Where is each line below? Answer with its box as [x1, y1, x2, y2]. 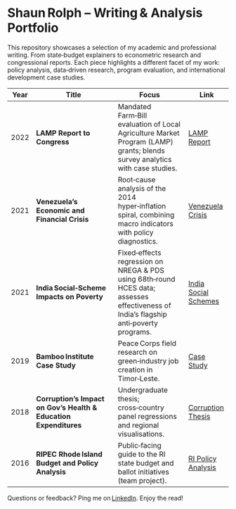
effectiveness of [117, 301, 171, 310]
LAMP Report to [36, 128, 91, 138]
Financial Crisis [36, 214, 89, 224]
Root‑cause [117, 175, 156, 184]
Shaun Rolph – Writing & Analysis [7, 5, 203, 21]
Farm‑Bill [117, 111, 147, 120]
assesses [117, 291, 149, 301]
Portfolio [7, 20, 59, 36]
